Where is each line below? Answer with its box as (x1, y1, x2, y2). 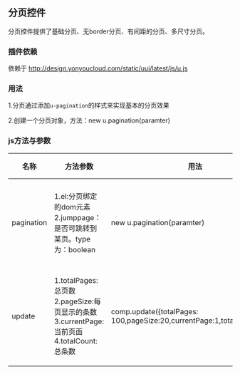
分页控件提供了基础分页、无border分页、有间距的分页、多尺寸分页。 (8, 27, 209, 36)
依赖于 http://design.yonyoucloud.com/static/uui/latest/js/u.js (8, 64, 188, 73)
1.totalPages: (53, 275, 98, 285)
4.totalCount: (53, 336, 98, 346)
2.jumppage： (53, 212, 102, 222)
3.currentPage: (53, 316, 105, 326)
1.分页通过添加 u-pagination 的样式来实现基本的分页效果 (8, 101, 169, 110)
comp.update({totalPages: (110, 306, 199, 316)
